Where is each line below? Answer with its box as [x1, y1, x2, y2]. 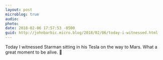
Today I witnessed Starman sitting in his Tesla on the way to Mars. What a [5, 44, 157, 50]
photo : [5, 21, 19, 26]
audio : [5, 16, 19, 21]
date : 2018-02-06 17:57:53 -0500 [5, 26, 75, 31]
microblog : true [5, 12, 39, 17]
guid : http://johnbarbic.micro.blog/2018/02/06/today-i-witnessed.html [5, 30, 158, 35]
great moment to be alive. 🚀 [5, 49, 63, 55]
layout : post [5, 7, 33, 12]
